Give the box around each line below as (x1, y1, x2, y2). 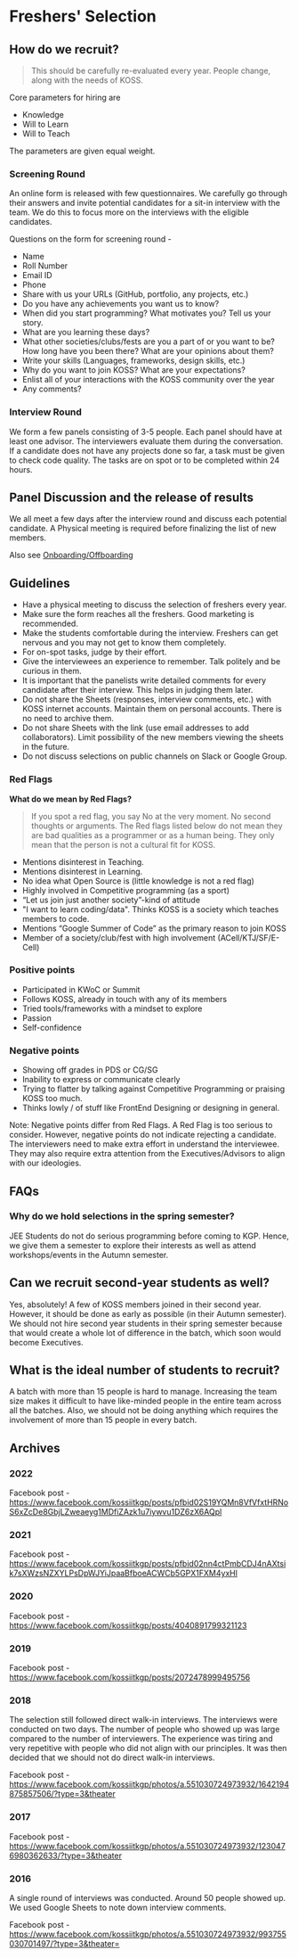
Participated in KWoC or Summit (21, 983, 141, 995)
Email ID (21, 270, 52, 281)
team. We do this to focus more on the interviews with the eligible (9, 207, 249, 218)
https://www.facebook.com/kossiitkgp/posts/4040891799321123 (9, 1620, 247, 1631)
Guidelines (9, 575, 70, 590)
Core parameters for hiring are (9, 92, 121, 103)
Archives (9, 1440, 60, 1455)
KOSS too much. (21, 1093, 83, 1104)
